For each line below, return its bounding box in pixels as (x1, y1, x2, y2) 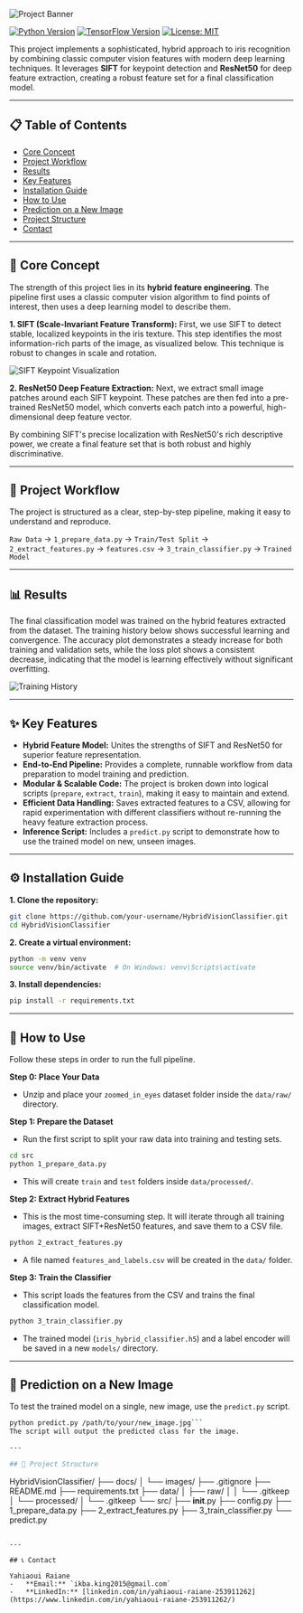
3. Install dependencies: (9, 979, 102, 990)
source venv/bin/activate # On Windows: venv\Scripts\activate (9, 963, 256, 972)
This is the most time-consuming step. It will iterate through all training (22, 1211, 285, 1222)
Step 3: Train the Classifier (9, 1271, 112, 1283)
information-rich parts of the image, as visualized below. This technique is (9, 337, 284, 348)
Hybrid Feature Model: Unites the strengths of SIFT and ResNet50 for (22, 740, 283, 750)
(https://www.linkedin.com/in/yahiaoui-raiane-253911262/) (9, 1595, 236, 1604)
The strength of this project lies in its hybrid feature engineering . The (9, 281, 270, 293)
